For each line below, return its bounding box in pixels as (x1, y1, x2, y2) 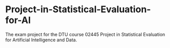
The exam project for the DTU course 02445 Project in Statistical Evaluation (5, 31, 165, 37)
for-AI (5, 14, 31, 26)
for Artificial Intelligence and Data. (5, 37, 77, 43)
